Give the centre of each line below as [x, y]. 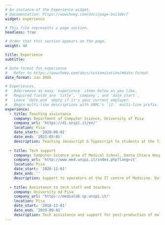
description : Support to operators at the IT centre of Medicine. [83, 178]
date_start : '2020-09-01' [41, 132]
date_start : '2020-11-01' [41, 169]
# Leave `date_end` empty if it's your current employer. [68, 100]
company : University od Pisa [44, 192]
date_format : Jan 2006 [28, 77]
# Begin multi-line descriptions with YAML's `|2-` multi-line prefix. [82, 105]
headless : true [21, 33]
